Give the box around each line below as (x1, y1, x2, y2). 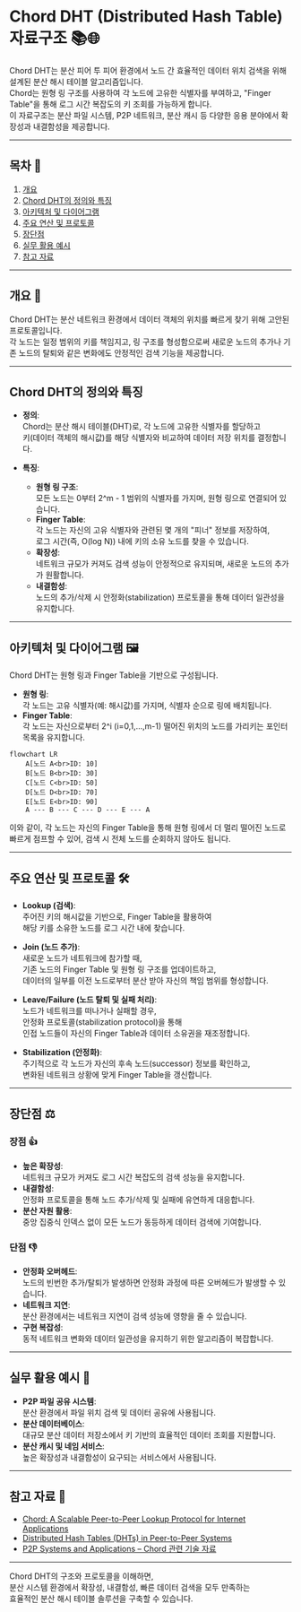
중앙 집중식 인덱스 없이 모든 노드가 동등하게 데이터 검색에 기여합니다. (21, 1217, 262, 1227)
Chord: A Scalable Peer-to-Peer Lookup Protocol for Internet (21, 1513, 246, 1524)
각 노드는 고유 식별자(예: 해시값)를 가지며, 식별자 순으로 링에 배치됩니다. (21, 700, 271, 711)
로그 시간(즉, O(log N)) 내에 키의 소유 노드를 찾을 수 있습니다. (35, 536, 249, 547)
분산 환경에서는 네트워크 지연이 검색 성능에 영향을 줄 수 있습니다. (21, 1311, 247, 1322)
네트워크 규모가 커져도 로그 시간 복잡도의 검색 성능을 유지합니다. (21, 1172, 245, 1183)
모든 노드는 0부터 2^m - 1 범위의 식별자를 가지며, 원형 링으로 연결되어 (35, 493, 278, 504)
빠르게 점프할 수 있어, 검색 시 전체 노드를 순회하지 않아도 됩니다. (9, 834, 231, 845)
